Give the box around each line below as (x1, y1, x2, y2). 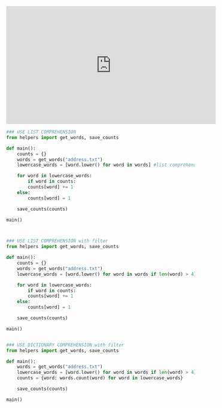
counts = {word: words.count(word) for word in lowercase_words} (17, 375, 184, 381)
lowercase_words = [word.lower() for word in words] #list (17, 162, 168, 168)
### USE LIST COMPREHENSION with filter (6, 238, 109, 244)
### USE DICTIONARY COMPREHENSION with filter (6, 341, 124, 348)
